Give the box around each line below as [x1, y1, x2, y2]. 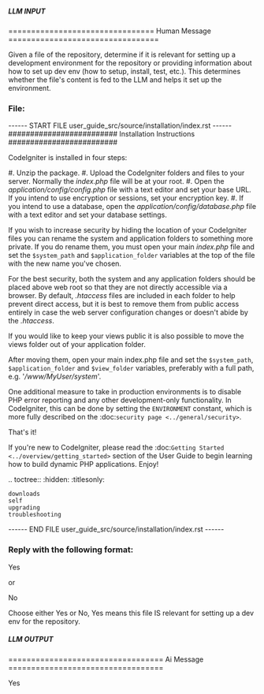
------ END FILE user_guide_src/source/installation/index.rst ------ [8, 524, 225, 534]
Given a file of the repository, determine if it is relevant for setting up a [8, 50, 236, 59]
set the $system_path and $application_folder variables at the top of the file [8, 251, 255, 260]
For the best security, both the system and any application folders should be [8, 274, 256, 284]
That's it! [8, 427, 37, 437]
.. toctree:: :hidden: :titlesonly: [8, 475, 105, 484]
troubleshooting [8, 511, 61, 519]
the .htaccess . [8, 316, 55, 326]
